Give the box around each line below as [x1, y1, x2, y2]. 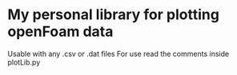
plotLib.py [7, 57, 41, 67]
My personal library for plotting [7, 6, 219, 24]
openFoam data [7, 22, 114, 41]
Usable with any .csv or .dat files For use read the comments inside [7, 49, 230, 58]
